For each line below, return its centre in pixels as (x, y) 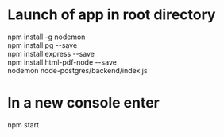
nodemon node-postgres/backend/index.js (77, 70)
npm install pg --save (42, 45)
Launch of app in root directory (112, 15)
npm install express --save (51, 53)
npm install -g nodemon (46, 37)
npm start (23, 124)
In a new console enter (83, 103)
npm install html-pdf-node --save (62, 62)
